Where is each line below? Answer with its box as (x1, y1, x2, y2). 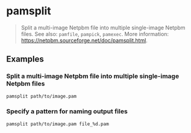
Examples (6, 54, 44, 64)
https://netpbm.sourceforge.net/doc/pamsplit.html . (20, 37, 148, 44)
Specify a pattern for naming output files (6, 107, 128, 116)
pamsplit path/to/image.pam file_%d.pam (6, 121, 110, 127)
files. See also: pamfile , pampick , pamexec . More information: (20, 30, 169, 37)
